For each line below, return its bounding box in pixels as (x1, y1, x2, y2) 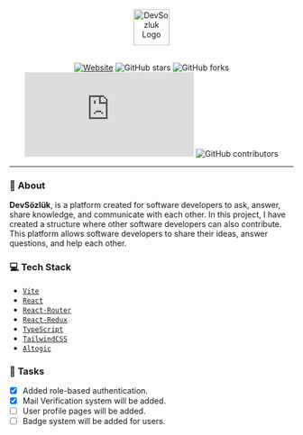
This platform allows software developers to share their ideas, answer (9, 229, 269, 240)
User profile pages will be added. (22, 405, 146, 417)
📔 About (9, 179, 46, 192)
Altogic (22, 344, 51, 353)
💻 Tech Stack (9, 261, 72, 274)
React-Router (22, 305, 72, 314)
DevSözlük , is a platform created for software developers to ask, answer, (9, 200, 281, 211)
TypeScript (22, 324, 64, 334)
